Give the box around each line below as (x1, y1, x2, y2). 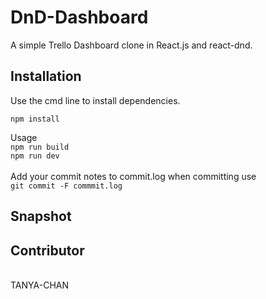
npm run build (10, 142, 70, 152)
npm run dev (10, 151, 60, 161)
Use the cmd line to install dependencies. (10, 94, 181, 106)
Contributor (10, 242, 85, 259)
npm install (10, 114, 60, 124)
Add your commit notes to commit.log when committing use (10, 170, 257, 182)
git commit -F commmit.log (10, 181, 123, 191)
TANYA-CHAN (10, 279, 69, 291)
